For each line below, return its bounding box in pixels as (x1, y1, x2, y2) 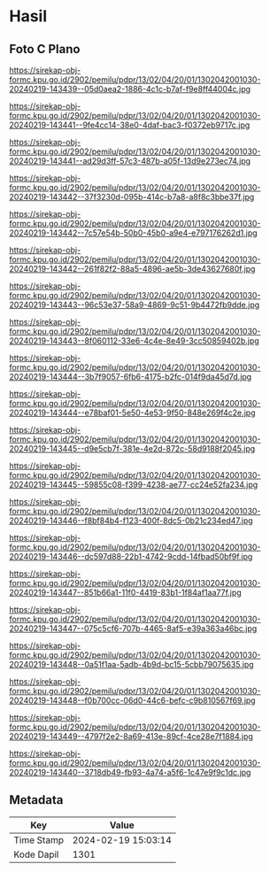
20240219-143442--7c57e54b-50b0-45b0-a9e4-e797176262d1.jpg (9, 228, 258, 238)
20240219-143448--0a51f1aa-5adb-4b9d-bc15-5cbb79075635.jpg (9, 660, 254, 669)
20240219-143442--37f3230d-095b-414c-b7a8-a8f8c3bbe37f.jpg (9, 192, 255, 202)
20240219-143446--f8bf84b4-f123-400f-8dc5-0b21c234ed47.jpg (9, 515, 254, 526)
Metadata (9, 792, 64, 807)
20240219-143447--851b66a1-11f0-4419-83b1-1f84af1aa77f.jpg (9, 587, 242, 598)
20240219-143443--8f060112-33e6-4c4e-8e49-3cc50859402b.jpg (9, 336, 259, 346)
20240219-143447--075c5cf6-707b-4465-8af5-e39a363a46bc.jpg (9, 623, 258, 634)
